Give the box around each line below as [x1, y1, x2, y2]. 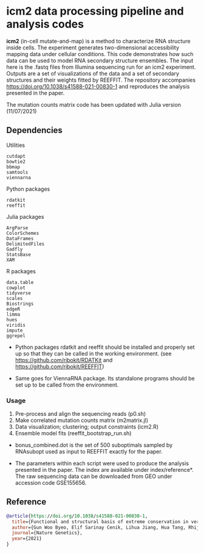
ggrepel [6, 332, 26, 339]
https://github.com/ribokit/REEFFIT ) [15, 363, 104, 370]
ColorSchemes [6, 230, 39, 236]
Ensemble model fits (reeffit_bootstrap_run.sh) [15, 430, 132, 437]
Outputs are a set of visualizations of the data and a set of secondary [6, 70, 180, 77]
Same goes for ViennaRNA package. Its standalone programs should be [15, 374, 195, 382]
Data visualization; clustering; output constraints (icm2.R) [15, 423, 159, 430]
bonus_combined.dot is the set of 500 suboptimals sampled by [15, 441, 173, 449]
